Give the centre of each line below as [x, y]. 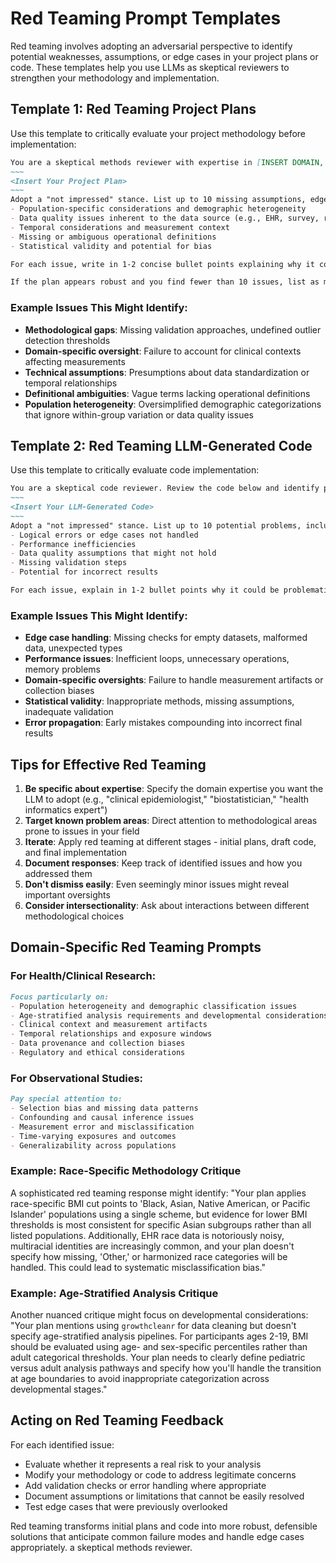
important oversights [67, 895]
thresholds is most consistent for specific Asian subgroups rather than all [161, 1224]
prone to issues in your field [82, 831]
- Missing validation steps [69, 563]
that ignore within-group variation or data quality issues [139, 414]
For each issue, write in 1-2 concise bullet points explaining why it [162, 264]
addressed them [58, 874]
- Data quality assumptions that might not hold [113, 553]
